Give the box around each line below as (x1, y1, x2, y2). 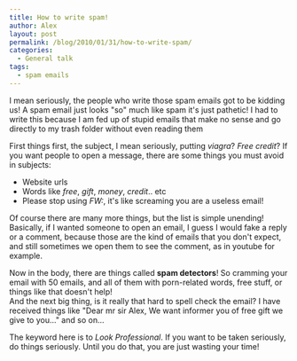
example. (9, 250, 43, 261)
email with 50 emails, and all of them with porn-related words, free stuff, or (9, 277, 283, 287)
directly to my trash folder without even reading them (9, 123, 204, 134)
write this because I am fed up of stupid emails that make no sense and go (9, 114, 281, 124)
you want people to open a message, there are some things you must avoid (9, 150, 285, 161)
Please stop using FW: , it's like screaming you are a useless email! (21, 195, 264, 206)
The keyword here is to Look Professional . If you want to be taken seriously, (9, 332, 286, 342)
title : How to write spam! (9, 12, 109, 22)
